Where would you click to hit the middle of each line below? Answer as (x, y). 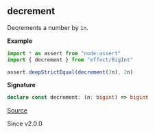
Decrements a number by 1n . (48, 27)
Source (17, 110)
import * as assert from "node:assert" (64, 53)
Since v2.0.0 (25, 124)
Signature (22, 85)
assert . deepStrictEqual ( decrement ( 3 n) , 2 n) (70, 72)
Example (20, 41)
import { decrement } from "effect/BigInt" (70, 60)
